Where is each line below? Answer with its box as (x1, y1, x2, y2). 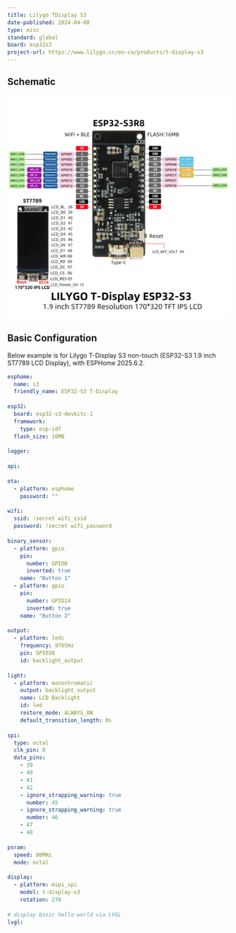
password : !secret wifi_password (13, 523, 112, 530)
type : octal (13, 739, 49, 747)
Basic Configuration (7, 332, 98, 344)
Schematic (7, 76, 56, 88)
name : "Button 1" (20, 575, 71, 582)
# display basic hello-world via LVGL (7, 911, 122, 918)
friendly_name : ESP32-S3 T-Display (13, 388, 119, 395)
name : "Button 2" (20, 612, 71, 619)
